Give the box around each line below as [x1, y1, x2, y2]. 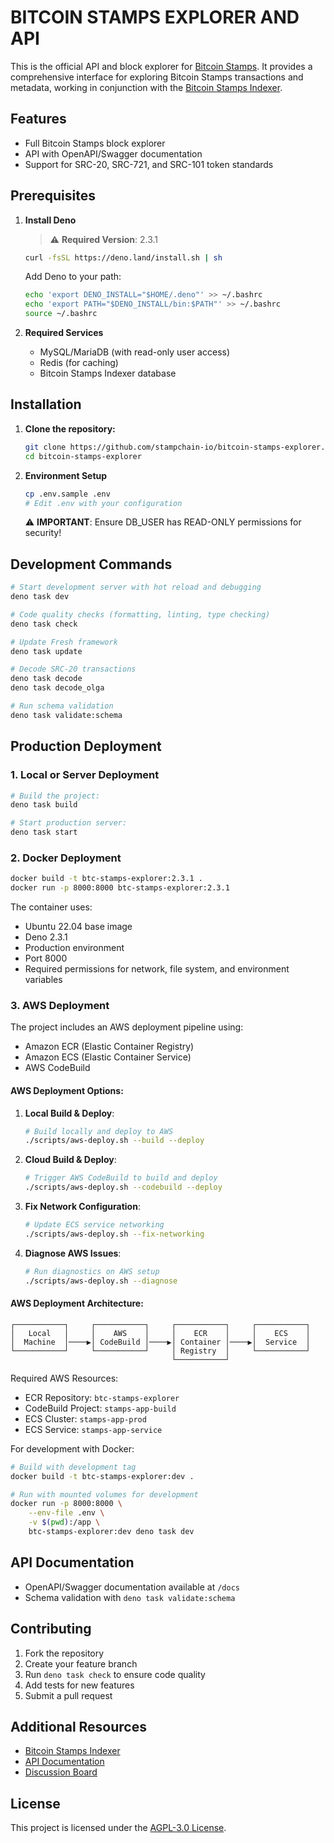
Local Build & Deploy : [24, 1107, 115, 1119]
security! [24, 527, 62, 539]
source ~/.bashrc [24, 309, 98, 319]
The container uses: [10, 901, 93, 913]
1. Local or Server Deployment [10, 768, 160, 782]
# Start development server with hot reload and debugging [10, 582, 262, 593]
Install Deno [24, 214, 77, 226]
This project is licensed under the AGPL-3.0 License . [10, 1822, 227, 1834]
